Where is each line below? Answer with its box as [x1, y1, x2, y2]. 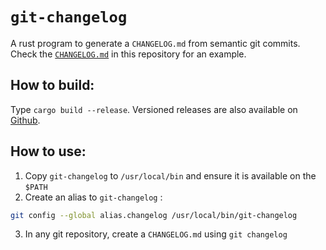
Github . [10, 114, 41, 126]
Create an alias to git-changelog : [24, 191, 163, 203]
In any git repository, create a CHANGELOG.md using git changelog [24, 228, 288, 240]
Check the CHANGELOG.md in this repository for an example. [10, 48, 247, 60]
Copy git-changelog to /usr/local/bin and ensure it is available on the [24, 169, 317, 182]
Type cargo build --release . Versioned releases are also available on [10, 103, 298, 115]
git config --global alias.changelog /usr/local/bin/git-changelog [10, 210, 298, 220]
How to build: [10, 77, 95, 94]
